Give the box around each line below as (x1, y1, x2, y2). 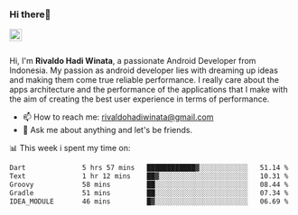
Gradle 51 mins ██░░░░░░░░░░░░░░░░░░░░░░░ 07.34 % (9, 188, 289, 197)
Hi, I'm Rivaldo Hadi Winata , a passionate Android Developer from (9, 56, 256, 67)
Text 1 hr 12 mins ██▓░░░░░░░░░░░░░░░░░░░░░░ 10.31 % (9, 172, 289, 181)
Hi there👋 (9, 8, 51, 21)
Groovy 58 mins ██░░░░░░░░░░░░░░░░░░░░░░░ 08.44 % (9, 180, 289, 190)
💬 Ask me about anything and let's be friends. (22, 125, 193, 136)
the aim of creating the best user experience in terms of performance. (9, 94, 270, 104)
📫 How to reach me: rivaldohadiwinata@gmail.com (22, 112, 214, 122)
